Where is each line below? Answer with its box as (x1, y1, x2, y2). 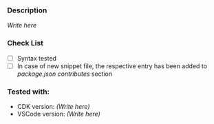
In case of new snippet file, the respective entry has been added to (17, 61, 208, 70)
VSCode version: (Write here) (17, 110, 101, 118)
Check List (7, 39, 43, 48)
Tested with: (7, 87, 50, 96)
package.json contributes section (17, 70, 112, 78)
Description (7, 6, 47, 15)
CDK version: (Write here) (17, 103, 90, 111)
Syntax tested (17, 54, 57, 62)
